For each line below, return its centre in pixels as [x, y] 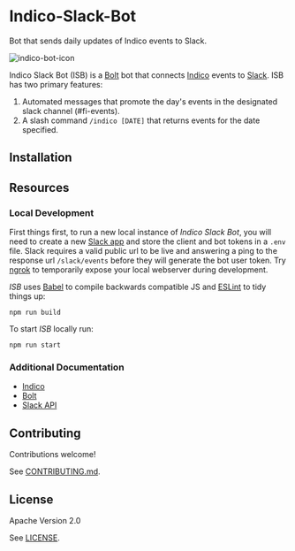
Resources [39, 187]
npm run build [35, 313]
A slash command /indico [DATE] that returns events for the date [141, 120]
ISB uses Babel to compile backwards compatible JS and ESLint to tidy [138, 287]
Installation [41, 158]
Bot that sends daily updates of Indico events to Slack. [108, 41]
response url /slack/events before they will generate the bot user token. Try [148, 260]
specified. [40, 129]
